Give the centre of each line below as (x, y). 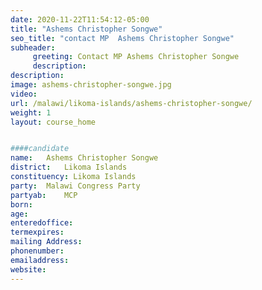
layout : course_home (53, 122)
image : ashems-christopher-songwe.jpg (91, 85)
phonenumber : (37, 251)
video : (24, 94)
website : (28, 269)
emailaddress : (40, 260)
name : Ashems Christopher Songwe (84, 158)
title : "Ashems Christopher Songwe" (86, 29)
